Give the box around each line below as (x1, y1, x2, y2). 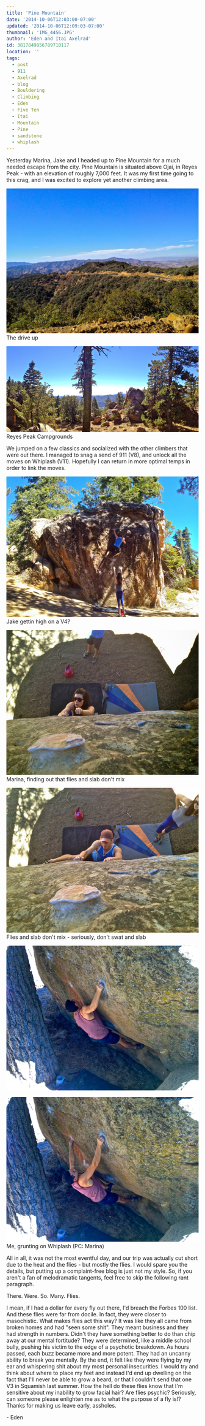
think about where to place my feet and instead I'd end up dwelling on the (6, 1370, 192, 1377)
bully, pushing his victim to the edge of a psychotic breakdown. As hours (6, 1343, 189, 1351)
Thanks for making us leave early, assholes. (6, 1402, 117, 1409)
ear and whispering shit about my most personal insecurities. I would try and (6, 1363, 199, 1370)
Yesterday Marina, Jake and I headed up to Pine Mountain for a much (6, 157, 181, 164)
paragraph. (6, 1281, 35, 1288)
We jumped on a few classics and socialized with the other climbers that (6, 445, 188, 452)
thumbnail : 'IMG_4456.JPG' (6, 29, 75, 36)
